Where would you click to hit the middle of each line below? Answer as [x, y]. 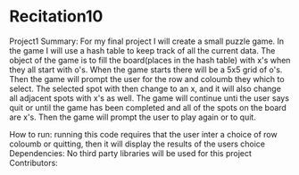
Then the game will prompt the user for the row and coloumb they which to [147, 79]
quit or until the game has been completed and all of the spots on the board [148, 107]
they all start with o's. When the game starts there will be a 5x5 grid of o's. [146, 70]
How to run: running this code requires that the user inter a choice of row [144, 134]
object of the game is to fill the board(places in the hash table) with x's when [150, 60]
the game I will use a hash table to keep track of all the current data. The [142, 50]
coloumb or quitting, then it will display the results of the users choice [137, 144]
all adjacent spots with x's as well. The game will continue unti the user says [149, 98]
